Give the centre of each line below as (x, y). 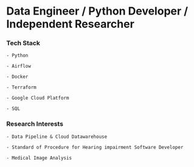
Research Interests (35, 124)
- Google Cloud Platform (38, 98)
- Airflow (19, 66)
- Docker (17, 77)
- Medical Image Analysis (39, 158)
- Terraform (21, 87)
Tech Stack (23, 43)
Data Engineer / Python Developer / (97, 11)
